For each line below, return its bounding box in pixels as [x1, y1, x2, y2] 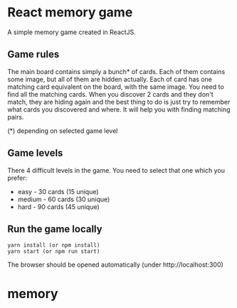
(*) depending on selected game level [7, 126, 118, 135]
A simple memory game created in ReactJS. [7, 28, 137, 36]
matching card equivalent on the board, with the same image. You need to [7, 83, 224, 91]
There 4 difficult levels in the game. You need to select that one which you [7, 166, 226, 174]
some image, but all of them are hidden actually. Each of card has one [7, 75, 212, 83]
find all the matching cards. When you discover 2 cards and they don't [7, 90, 214, 98]
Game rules [7, 48, 60, 60]
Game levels [7, 147, 63, 159]
